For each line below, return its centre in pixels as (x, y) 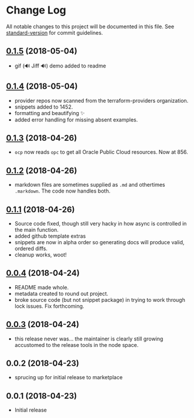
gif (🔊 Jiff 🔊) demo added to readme (60, 66)
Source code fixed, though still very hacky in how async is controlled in (101, 223)
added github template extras (50, 236)
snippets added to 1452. (44, 107)
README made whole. (42, 287)
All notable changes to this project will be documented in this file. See (90, 26)
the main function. (36, 230)
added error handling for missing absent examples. (76, 119)
